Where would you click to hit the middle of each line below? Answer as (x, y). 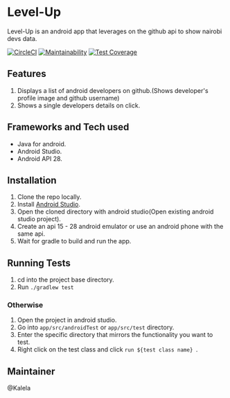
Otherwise (25, 305)
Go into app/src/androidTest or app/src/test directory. (96, 327)
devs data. (22, 38)
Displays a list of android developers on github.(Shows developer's (113, 90)
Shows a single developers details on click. (79, 105)
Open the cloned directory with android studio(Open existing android (115, 211)
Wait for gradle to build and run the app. (74, 241)
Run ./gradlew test (45, 287)
